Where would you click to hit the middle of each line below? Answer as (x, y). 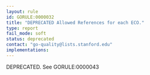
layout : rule (22, 12)
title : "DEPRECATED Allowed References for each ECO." (75, 22)
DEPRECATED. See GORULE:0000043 (53, 67)
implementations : (28, 50)
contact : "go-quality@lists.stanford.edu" (59, 45)
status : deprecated (30, 39)
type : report (22, 28)
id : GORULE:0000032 (30, 17)
